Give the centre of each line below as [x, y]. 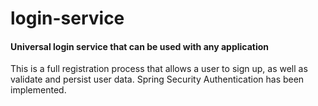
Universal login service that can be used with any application [140, 46]
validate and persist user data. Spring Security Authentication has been [157, 79]
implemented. [38, 90]
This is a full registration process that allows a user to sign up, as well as [159, 69]
